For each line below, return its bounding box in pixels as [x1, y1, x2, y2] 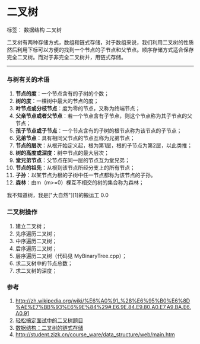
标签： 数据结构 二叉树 [7, 26, 62, 33]
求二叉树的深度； [15, 267, 58, 274]
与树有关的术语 [7, 75, 50, 84]
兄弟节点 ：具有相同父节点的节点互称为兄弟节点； [15, 135, 135, 142]
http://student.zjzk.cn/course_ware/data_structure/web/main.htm [15, 330, 175, 338]
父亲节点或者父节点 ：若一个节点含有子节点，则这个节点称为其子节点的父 [15, 112, 192, 119]
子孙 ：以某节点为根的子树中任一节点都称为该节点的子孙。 [15, 171, 156, 179]
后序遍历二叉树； [15, 244, 58, 252]
